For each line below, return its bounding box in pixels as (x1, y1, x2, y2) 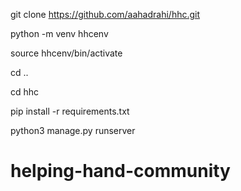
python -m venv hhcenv (10, 28, 109, 39)
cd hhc (10, 86, 40, 98)
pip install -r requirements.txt (10, 105, 130, 117)
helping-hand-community (10, 160, 231, 183)
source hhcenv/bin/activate (10, 47, 123, 59)
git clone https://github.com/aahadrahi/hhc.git (10, 9, 201, 20)
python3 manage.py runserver (10, 125, 136, 136)
